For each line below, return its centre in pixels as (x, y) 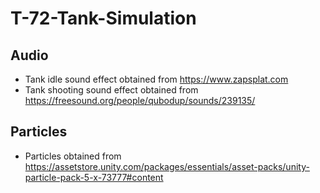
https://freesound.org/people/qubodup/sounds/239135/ (140, 100)
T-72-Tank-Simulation (103, 18)
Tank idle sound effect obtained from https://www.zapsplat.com (156, 79)
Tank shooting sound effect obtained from (111, 90)
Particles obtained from (73, 156)
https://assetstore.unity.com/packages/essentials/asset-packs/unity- (167, 166)
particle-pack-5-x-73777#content (94, 177)
